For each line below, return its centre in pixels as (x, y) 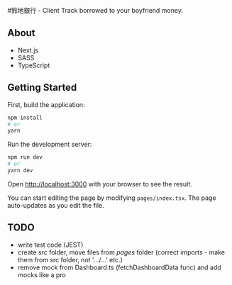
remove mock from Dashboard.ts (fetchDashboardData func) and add (119, 267)
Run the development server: (50, 145)
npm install (25, 118)
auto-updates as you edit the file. (56, 205)
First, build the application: (46, 104)
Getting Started (42, 88)
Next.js (28, 50)
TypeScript (34, 65)
